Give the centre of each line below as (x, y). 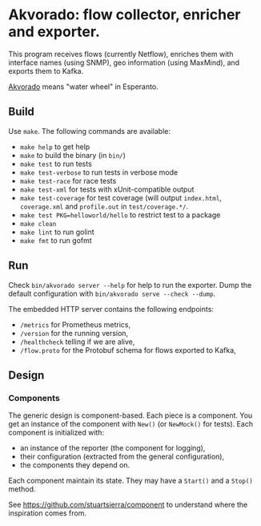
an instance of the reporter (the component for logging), (112, 448)
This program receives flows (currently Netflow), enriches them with (121, 54)
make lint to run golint (57, 232)
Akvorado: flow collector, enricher (124, 15)
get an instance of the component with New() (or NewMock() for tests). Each (131, 424)
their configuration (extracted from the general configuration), (122, 457)
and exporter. (54, 32)
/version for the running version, (74, 333)
